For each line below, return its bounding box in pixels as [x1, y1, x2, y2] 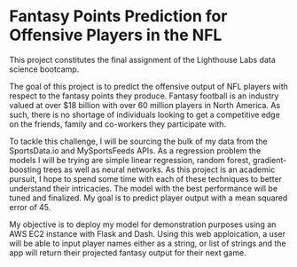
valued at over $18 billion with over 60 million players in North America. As [9, 99, 281, 110]
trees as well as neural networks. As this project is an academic [43, 164, 276, 175]
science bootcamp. [9, 64, 80, 75]
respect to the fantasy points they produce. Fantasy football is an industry [9, 90, 279, 101]
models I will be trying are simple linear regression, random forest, [9, 154, 251, 165]
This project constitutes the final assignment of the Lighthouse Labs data [9, 54, 277, 65]
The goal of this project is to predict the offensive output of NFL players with [9, 81, 288, 91]
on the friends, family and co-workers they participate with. [9, 118, 227, 130]
